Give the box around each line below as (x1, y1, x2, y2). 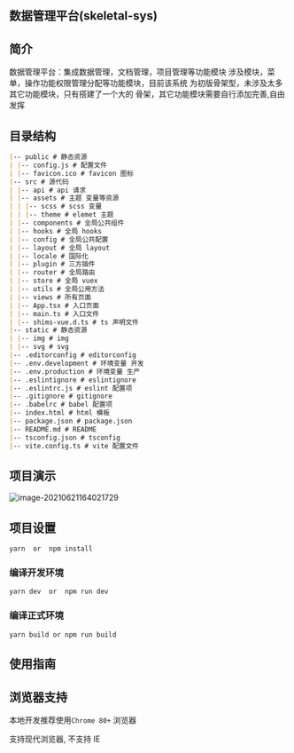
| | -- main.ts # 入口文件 (9, 309, 100, 318)
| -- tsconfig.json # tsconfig (9, 433, 121, 442)
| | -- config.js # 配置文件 (9, 161, 108, 170)
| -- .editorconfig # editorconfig (9, 351, 137, 360)
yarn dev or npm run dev (9, 587, 109, 597)
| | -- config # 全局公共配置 (9, 234, 109, 244)
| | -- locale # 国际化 (9, 251, 89, 260)
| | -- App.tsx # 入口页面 (9, 301, 100, 310)
